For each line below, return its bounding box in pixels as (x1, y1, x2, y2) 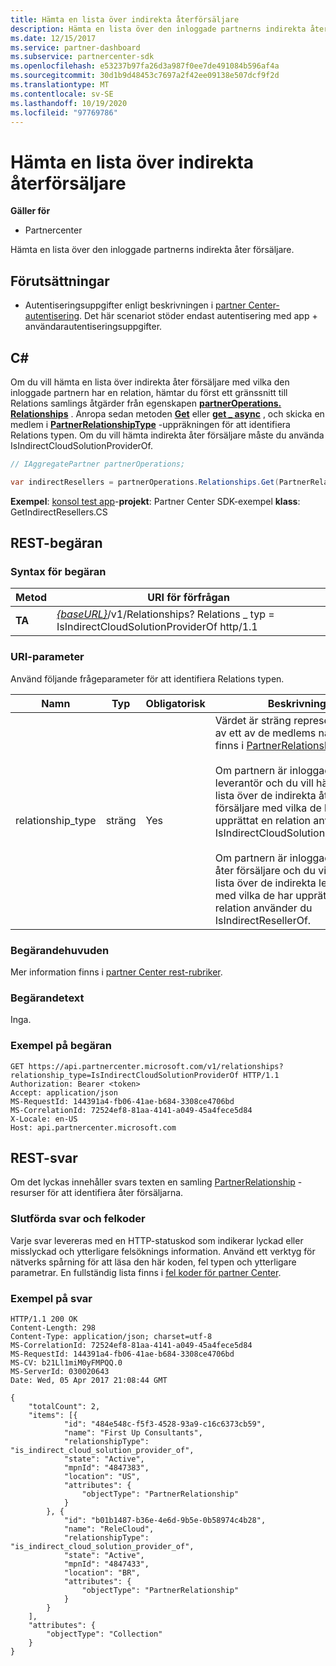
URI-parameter (10, 650, 85, 664)
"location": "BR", (63, 1567, 141, 1578)
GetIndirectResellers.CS (10, 506, 108, 518)
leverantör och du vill (214, 776, 314, 790)
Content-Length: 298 (10, 1322, 97, 1333)
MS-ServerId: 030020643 (10, 1366, 110, 1376)
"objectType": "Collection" (46, 1629, 163, 1639)
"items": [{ (28, 1410, 78, 1420)
